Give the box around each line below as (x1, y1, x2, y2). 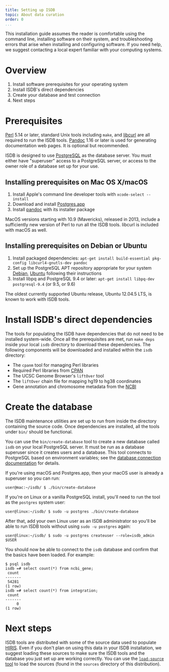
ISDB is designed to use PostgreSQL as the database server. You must (5, 152, 151, 158)
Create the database (5, 401, 93, 412)
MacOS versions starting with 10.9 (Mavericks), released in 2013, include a (5, 216, 160, 223)
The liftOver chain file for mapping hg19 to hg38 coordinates (12, 378, 141, 384)
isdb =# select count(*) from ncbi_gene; (5, 566, 94, 571)
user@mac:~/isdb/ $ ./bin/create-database (5, 485, 96, 490)
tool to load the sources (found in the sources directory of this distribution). (5, 661, 161, 667)
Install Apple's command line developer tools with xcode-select (12, 191, 145, 197)
